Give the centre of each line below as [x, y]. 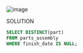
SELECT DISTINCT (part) [35, 32]
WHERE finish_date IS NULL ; [42, 44]
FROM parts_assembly [33, 38]
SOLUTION [20, 21]
